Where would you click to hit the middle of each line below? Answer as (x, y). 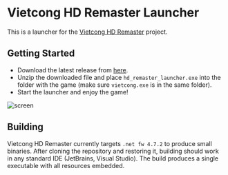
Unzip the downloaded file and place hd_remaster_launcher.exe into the (119, 77)
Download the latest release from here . (73, 70)
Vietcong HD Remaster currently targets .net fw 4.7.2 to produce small (110, 143)
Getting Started (41, 53)
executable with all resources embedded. (66, 165)
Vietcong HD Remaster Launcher (103, 13)
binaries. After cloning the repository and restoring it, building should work (113, 151)
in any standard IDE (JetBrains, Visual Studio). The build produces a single (113, 158)
